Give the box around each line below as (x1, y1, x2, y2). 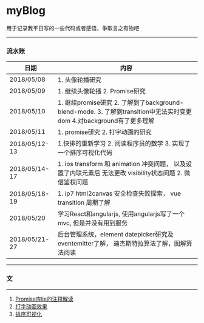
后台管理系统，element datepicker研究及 (57, 230, 174, 239)
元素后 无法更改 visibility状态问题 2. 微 (81, 169, 191, 178)
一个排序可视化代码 (57, 148, 113, 157)
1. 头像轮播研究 (57, 76, 102, 84)
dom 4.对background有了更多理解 (57, 116, 155, 125)
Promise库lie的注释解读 (15, 295, 74, 302)
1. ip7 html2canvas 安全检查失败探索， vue (57, 189, 181, 198)
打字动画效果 (15, 302, 47, 310)
